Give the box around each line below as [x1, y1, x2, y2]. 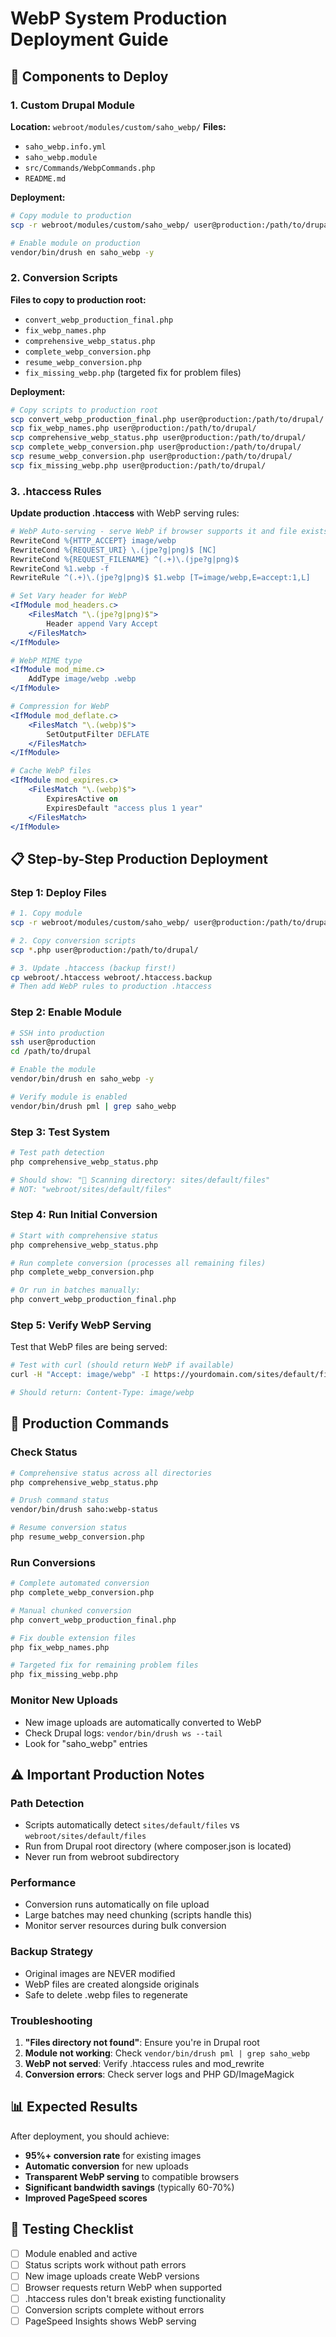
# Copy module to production [10, 210, 132, 221]
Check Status [10, 1445, 78, 1459]
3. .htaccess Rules [10, 484, 102, 498]
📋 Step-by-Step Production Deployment [10, 850, 269, 867]
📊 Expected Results [10, 2098, 138, 2116]
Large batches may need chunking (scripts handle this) [24, 1909, 253, 1921]
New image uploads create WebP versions [24, 2270, 200, 2282]
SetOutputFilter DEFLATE [46, 729, 150, 739]
